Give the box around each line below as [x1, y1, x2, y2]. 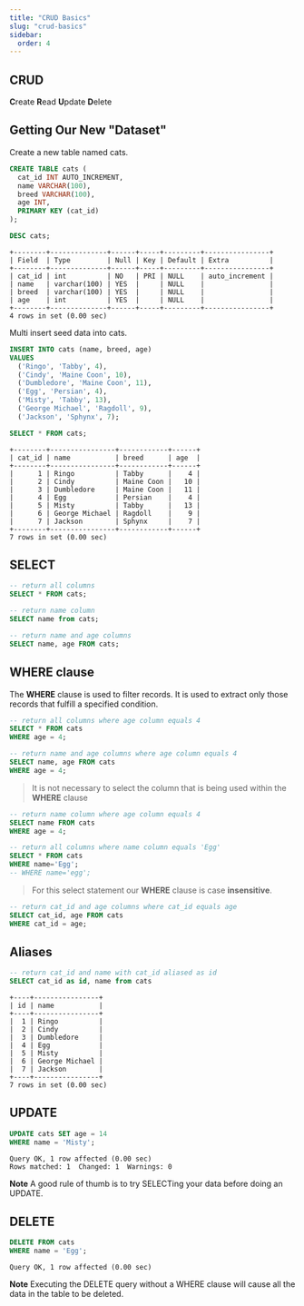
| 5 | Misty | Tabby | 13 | [9, 500, 201, 510]
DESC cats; [9, 232, 51, 241]
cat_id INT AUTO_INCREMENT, [17, 173, 124, 182]
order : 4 [17, 38, 51, 48]
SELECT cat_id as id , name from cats [9, 977, 152, 986]
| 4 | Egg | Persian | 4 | [9, 492, 201, 502]
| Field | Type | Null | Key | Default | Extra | [9, 255, 274, 264]
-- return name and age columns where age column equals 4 [9, 749, 238, 758]
